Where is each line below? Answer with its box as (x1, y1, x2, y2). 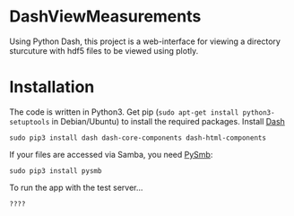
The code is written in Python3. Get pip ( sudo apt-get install (9, 106, 239, 117)
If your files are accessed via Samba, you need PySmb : (9, 149, 213, 160)
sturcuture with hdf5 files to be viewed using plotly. (9, 45, 199, 56)
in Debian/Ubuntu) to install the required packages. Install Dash (51, 116, 285, 126)
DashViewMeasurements (9, 6, 202, 27)
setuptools (9, 117, 50, 126)
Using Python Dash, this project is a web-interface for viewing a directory (9, 36, 281, 47)
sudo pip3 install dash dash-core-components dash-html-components (9, 133, 267, 143)
